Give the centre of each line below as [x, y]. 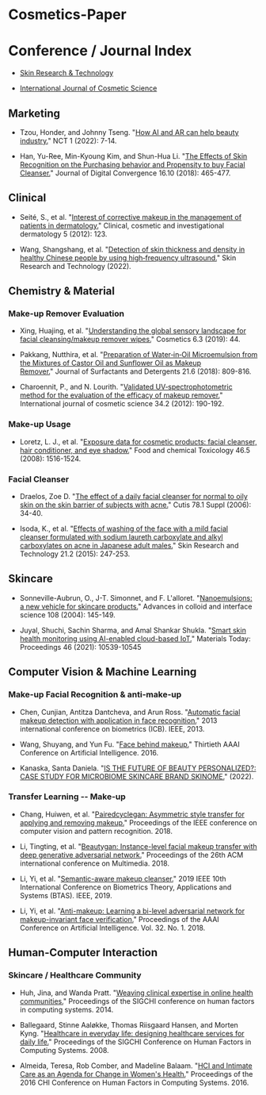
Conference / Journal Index [100, 51]
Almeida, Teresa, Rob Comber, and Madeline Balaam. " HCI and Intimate [136, 1066]
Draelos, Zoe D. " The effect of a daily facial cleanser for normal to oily [133, 497]
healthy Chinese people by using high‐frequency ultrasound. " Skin [128, 257]
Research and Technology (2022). [76, 266]
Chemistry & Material [61, 291]
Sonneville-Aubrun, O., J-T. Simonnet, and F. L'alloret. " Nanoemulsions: [136, 597]
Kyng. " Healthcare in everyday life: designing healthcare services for [132, 1033]
